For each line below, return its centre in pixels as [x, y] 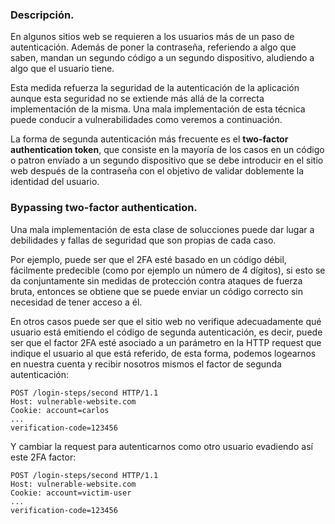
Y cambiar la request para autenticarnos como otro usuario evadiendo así [161, 446]
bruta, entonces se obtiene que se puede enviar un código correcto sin [156, 291]
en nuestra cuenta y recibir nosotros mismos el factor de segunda [146, 364]
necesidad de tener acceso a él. [76, 302]
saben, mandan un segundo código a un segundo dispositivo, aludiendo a [162, 58]
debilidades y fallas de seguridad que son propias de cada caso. [143, 240]
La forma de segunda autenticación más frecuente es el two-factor [149, 139]
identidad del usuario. [55, 182]
